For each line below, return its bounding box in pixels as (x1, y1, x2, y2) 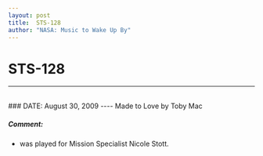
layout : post (8, 11, 51, 20)
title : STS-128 (8, 19, 61, 27)
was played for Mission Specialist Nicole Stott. (19, 139, 170, 149)
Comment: (8, 119, 44, 129)
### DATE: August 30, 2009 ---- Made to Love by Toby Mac (8, 101, 204, 111)
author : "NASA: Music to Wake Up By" (8, 26, 131, 34)
